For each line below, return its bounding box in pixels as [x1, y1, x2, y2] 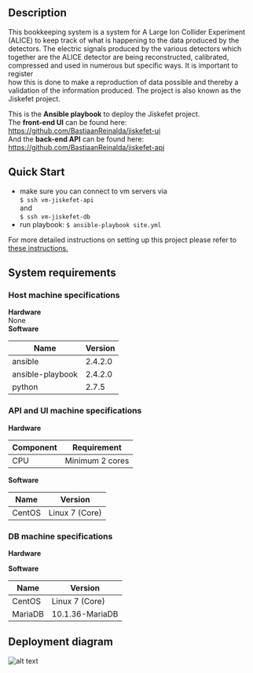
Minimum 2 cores [64, 455, 130, 466]
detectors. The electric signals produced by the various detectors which [8, 43, 242, 53]
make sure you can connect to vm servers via [19, 186, 167, 196]
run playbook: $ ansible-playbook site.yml [19, 219, 162, 229]
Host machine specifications [8, 289, 120, 300]
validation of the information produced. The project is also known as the [8, 86, 241, 95]
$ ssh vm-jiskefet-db [19, 212, 90, 221]
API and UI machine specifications [8, 405, 142, 416]
